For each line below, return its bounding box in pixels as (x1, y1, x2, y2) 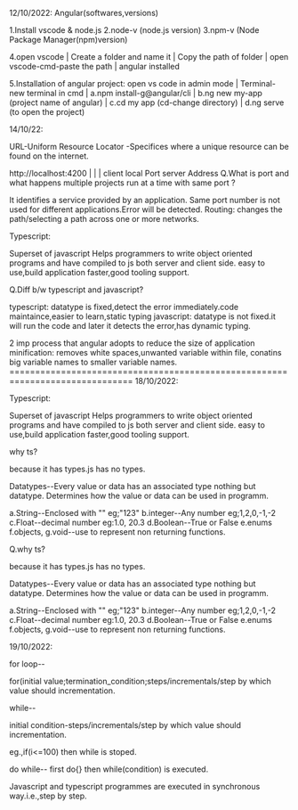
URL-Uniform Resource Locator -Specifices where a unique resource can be (9, 142, 289, 151)
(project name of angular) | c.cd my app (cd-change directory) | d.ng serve (9, 97, 285, 108)
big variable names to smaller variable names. (9, 356, 178, 367)
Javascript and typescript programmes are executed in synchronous (9, 781, 261, 791)
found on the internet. (9, 151, 89, 161)
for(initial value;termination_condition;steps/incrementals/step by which (9, 676, 271, 686)
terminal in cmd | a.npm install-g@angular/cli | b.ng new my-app (26, 88, 262, 98)
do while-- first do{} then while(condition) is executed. (9, 764, 209, 774)
